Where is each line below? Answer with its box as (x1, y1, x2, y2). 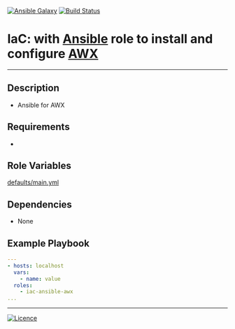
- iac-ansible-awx (20, 288, 73, 295)
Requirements (7, 121, 70, 133)
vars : (13, 269, 30, 276)
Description (7, 82, 59, 94)
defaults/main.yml (7, 178, 59, 187)
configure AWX (7, 46, 99, 62)
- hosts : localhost (7, 262, 64, 269)
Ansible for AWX (17, 101, 65, 109)
